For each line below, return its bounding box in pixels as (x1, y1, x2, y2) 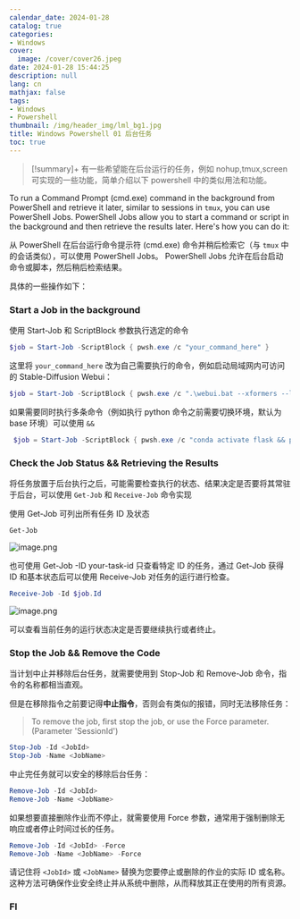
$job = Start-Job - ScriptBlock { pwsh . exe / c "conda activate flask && (12, 435, 286, 444)
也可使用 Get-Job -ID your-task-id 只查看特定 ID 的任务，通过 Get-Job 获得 (9, 560, 284, 570)
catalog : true (9, 21, 62, 30)
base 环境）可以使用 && (9, 417, 96, 428)
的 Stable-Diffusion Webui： (9, 371, 113, 382)
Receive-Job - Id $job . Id (9, 589, 102, 598)
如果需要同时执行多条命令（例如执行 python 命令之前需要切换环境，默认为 (9, 406, 282, 417)
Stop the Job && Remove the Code (9, 646, 161, 659)
